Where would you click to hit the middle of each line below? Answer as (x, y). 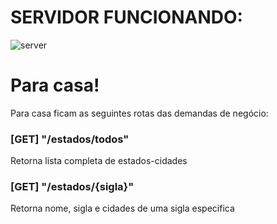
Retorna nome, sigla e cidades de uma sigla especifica (122, 208)
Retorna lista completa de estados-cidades (99, 161)
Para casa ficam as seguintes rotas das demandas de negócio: (139, 113)
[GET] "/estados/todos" (70, 139)
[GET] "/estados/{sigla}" (72, 187)
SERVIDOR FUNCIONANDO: (126, 17)
